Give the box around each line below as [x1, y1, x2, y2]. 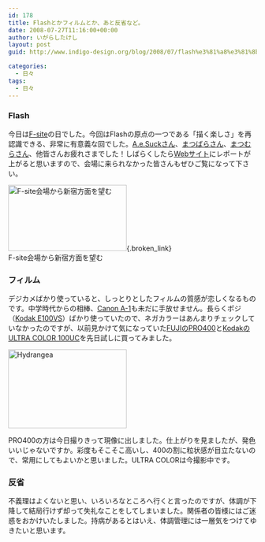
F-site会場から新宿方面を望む [8, 253, 104, 262]
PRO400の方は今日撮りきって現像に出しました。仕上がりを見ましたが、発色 [8, 436, 256, 445]
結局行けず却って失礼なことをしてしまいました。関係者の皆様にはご [28, 506, 250, 516]
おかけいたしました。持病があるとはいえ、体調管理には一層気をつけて [21, 516, 250, 525]
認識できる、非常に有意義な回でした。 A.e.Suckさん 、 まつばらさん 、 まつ [8, 139, 244, 148]
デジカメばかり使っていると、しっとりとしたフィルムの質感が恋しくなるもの [8, 294, 256, 303]
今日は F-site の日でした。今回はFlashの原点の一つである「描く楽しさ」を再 [8, 129, 252, 139]
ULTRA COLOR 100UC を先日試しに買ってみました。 [8, 333, 177, 343]
